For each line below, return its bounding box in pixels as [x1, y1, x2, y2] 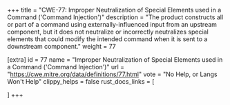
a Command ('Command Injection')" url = [7, 63, 125, 71]
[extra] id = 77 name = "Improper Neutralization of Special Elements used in [7, 56, 223, 64]
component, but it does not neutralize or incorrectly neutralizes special [7, 27, 209, 36]
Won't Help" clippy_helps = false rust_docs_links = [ [7, 78, 155, 85]
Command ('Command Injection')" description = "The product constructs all [7, 13, 224, 21]
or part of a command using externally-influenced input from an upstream [7, 21, 218, 28]
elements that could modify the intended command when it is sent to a [7, 35, 208, 43]
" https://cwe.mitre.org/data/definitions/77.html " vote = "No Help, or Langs [7, 70, 218, 78]
